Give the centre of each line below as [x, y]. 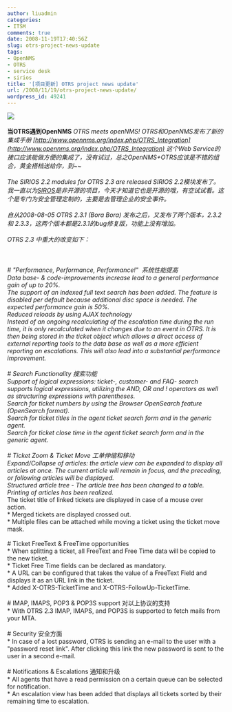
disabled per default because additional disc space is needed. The [102, 300]
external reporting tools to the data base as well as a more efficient [103, 344]
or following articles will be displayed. [61, 478]
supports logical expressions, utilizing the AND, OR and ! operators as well [113, 389]
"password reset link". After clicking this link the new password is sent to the [116, 649]
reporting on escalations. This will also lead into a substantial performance [114, 351]
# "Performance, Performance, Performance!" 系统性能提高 [93, 270]
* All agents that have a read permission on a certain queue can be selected [115, 679]
